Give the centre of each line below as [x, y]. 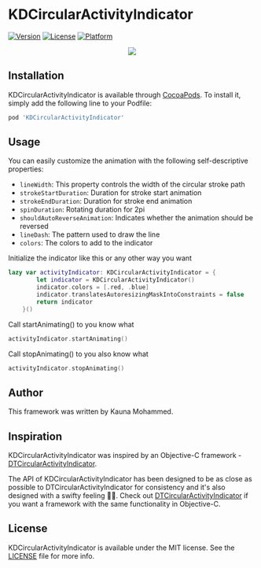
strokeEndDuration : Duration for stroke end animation [106, 201]
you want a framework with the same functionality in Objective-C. [115, 504]
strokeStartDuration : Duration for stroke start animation [110, 193]
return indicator [64, 302]
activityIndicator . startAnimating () [68, 339]
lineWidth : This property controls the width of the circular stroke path [132, 184]
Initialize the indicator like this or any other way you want [100, 258]
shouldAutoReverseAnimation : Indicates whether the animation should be [136, 218]
